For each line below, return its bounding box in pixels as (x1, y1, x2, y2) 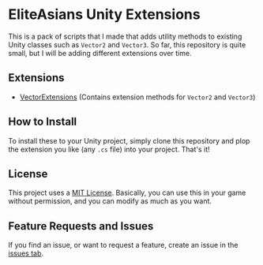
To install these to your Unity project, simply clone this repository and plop (8, 136, 250, 145)
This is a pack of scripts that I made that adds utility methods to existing (8, 32, 242, 41)
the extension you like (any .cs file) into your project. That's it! (8, 144, 211, 154)
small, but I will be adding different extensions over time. (8, 48, 192, 58)
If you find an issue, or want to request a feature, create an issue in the (8, 241, 239, 250)
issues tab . (8, 248, 44, 258)
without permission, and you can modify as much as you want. (8, 196, 212, 206)
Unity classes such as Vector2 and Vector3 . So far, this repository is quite (8, 39, 246, 49)
